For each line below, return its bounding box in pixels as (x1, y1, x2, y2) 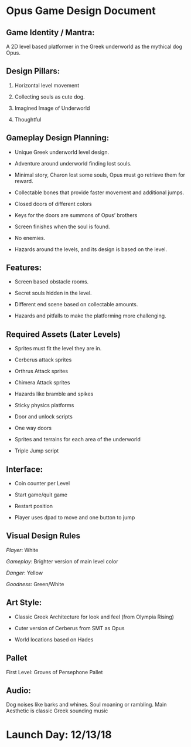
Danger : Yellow (6, 569, 43, 576)
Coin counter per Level (14, 480, 70, 487)
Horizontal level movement (14, 82, 80, 89)
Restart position (14, 503, 53, 510)
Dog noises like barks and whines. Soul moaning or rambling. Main (6, 701, 167, 708)
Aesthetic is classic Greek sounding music (6, 707, 108, 714)
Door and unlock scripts (14, 413, 73, 420)
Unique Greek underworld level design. (14, 148, 110, 156)
